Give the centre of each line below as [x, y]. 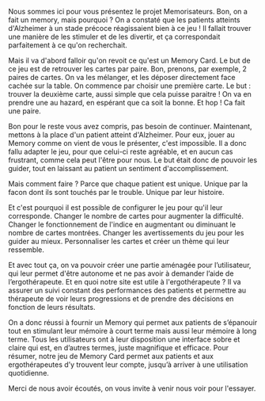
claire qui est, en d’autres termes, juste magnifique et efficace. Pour [119, 348]
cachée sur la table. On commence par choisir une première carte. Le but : [130, 86]
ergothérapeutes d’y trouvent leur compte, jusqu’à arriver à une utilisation [128, 365]
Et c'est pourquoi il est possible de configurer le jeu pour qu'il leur [115, 208]
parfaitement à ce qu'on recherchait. [68, 45]
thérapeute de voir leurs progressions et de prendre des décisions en [121, 299]
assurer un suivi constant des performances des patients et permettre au [127, 290]
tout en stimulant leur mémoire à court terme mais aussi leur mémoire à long [132, 331]
